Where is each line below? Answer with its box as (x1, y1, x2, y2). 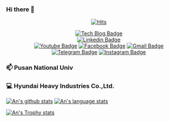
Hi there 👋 (6, 5, 35, 13)
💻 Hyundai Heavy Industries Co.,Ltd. (6, 82, 115, 90)
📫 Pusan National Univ (6, 64, 74, 72)
